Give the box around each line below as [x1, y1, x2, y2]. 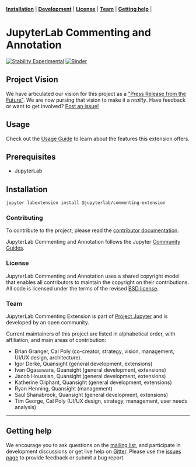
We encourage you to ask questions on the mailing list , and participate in [6, 441, 181, 448]
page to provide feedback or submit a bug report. [6, 454, 125, 461]
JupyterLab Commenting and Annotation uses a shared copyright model [6, 272, 180, 279]
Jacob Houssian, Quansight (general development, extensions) [14, 372, 166, 379]
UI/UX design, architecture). [14, 354, 82, 361]
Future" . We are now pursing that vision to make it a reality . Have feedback [6, 96, 185, 103]
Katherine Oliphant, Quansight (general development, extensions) [14, 379, 172, 386]
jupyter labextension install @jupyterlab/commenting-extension [6, 200, 166, 206]
